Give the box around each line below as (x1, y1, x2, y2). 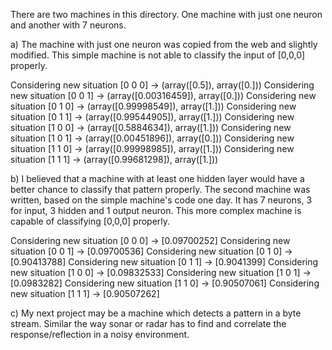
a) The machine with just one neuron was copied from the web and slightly (10, 39, 318, 50)
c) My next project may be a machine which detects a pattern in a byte (10, 307, 302, 319)
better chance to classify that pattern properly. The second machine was (10, 184, 311, 195)
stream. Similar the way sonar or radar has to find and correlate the (10, 318, 287, 329)
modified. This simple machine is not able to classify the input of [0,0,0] (10, 49, 306, 61)
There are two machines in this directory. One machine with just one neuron (10, 9, 323, 20)
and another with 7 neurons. (10, 19, 127, 31)
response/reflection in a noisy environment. (10, 329, 190, 340)
